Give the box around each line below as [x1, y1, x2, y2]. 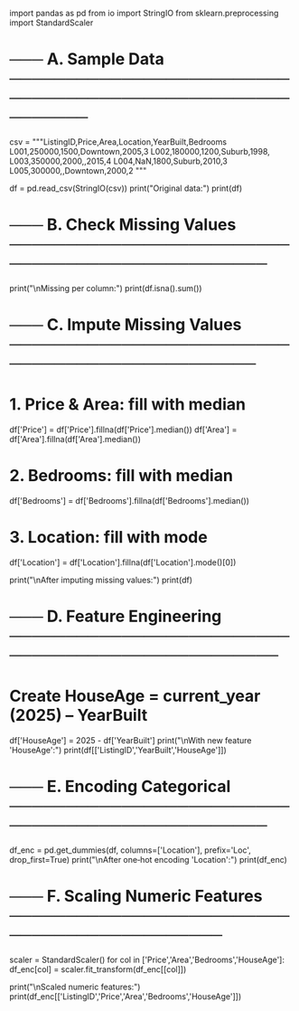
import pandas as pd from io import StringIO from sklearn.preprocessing [9, 8, 279, 18]
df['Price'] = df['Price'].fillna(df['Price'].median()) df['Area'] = [9, 424, 238, 435]
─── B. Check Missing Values [9, 214, 237, 235]
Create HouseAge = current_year [9, 686, 261, 706]
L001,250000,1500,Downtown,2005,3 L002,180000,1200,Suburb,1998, [9, 146, 271, 156]
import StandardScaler [9, 17, 94, 28]
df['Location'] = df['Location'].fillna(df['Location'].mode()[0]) [9, 556, 237, 568]
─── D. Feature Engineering [9, 606, 222, 627]
